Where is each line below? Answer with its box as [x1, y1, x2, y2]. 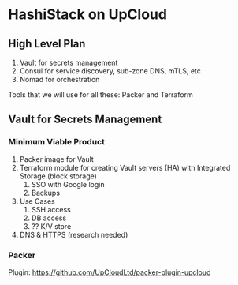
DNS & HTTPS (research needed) [19, 230, 128, 239]
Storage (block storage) [19, 171, 97, 181]
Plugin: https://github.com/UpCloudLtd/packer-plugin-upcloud [8, 267, 211, 277]
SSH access [31, 204, 71, 214]
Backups [31, 188, 61, 197]
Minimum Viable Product [8, 137, 105, 148]
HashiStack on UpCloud [8, 6, 168, 24]
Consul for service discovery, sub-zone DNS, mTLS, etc [19, 66, 201, 76]
